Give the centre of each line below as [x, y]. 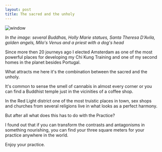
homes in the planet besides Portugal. [43, 62]
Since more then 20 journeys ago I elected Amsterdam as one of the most [79, 52]
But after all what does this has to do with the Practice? [60, 115]
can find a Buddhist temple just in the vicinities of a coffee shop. [69, 91]
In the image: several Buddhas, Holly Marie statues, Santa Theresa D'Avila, [80, 37]
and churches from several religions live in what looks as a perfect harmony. [81, 106]
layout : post [18, 9]
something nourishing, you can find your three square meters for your [75, 130]
